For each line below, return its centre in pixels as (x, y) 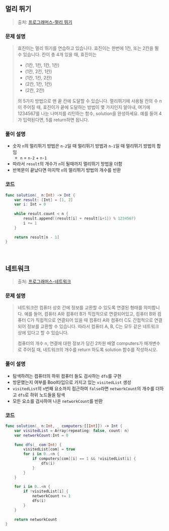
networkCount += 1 (51, 496)
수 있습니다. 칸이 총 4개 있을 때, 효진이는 (57, 55)
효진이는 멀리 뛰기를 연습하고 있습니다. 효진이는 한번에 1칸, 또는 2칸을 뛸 (88, 48)
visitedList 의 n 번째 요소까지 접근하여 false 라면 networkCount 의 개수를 (83, 388)
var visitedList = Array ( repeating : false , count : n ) (72, 431)
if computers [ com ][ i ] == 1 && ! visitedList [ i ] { (84, 459)
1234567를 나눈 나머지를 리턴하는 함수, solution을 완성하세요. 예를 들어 (88, 114)
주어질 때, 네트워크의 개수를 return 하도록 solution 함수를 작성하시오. (90, 350)
